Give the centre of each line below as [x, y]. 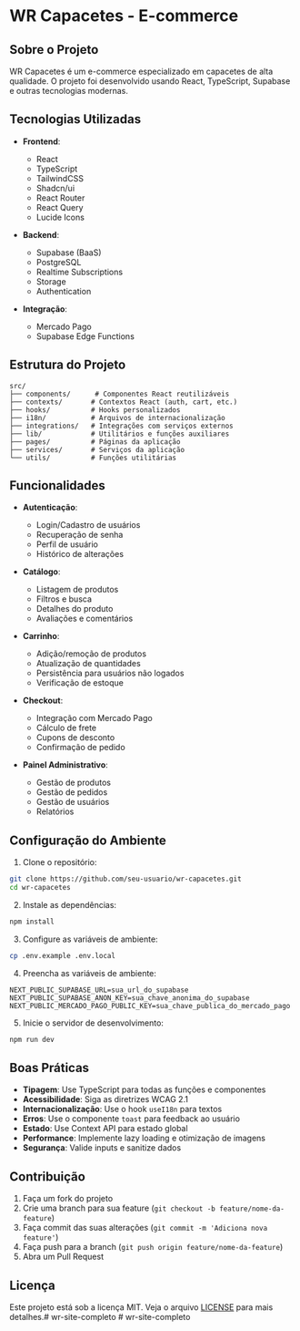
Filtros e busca [64, 599]
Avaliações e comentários [85, 619]
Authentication [64, 291]
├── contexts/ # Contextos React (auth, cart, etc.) [124, 402]
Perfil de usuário [67, 544]
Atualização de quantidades [88, 664]
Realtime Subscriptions [80, 272]
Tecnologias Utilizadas [75, 119]
